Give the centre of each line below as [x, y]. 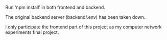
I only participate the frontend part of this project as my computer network [83, 27]
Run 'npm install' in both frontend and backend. [55, 7]
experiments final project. [32, 32]
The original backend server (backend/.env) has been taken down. [75, 17]
